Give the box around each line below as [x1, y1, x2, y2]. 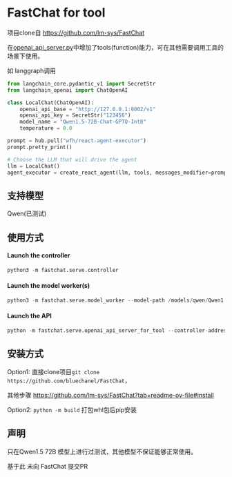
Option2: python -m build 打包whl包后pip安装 [7, 405, 137, 413]
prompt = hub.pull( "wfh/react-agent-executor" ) [7, 137, 147, 144]
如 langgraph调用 [7, 66, 57, 75]
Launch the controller [7, 251, 70, 260]
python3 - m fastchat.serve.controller [7, 266, 119, 273]
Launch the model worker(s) [7, 282, 90, 290]
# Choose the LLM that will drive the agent [7, 156, 137, 163]
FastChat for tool [7, 5, 106, 21]
